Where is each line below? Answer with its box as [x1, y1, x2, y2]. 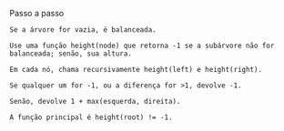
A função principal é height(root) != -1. [9, 113, 173, 122]
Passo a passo [9, 8, 65, 18]
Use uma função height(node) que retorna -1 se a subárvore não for [9, 41, 275, 50]
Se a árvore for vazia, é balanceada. [9, 25, 157, 35]
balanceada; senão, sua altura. [9, 49, 132, 58]
